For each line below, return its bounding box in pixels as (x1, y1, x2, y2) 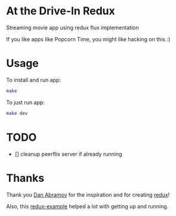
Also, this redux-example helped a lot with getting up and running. (6, 202, 169, 210)
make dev (6, 110, 28, 116)
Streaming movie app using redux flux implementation (6, 24, 139, 31)
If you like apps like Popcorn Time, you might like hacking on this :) (6, 35, 171, 42)
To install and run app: (6, 76, 61, 83)
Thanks (6, 171, 45, 185)
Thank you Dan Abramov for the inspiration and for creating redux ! (6, 191, 170, 198)
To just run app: (6, 99, 45, 106)
